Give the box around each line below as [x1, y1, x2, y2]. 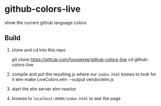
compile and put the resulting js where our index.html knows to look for [11, 71, 157, 77]
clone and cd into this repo [11, 47, 66, 53]
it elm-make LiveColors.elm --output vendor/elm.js [11, 76, 114, 82]
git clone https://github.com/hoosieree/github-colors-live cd [11, 56, 134, 62]
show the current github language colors [4, 20, 87, 26]
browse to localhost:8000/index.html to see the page [11, 95, 121, 101]
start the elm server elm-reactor [11, 86, 76, 92]
